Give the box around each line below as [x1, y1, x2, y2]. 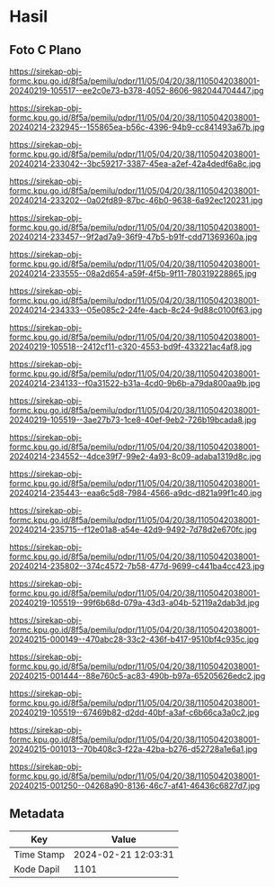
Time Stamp [13, 848, 66, 861]
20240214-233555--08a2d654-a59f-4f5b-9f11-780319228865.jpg [9, 268, 258, 278]
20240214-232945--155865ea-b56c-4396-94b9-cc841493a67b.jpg [9, 122, 265, 132]
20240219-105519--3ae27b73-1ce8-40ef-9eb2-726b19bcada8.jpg [9, 414, 257, 425]
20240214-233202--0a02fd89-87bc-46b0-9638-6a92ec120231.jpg [9, 195, 263, 205]
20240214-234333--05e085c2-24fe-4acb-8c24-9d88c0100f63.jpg [9, 304, 263, 315]
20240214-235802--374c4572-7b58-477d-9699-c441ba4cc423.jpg [9, 561, 265, 571]
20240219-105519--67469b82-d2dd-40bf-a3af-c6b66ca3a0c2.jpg [9, 707, 260, 718]
